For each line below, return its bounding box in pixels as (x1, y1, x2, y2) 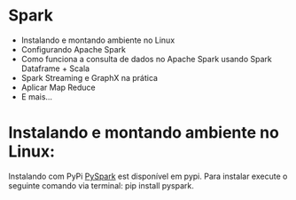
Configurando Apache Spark (20, 44, 126, 54)
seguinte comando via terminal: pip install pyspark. (8, 180, 194, 191)
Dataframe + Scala (20, 63, 90, 74)
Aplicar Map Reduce (20, 82, 97, 92)
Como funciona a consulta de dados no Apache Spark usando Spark (20, 53, 272, 64)
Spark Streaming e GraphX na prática (20, 72, 159, 83)
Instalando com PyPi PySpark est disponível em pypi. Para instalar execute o (8, 171, 288, 181)
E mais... (20, 91, 53, 102)
